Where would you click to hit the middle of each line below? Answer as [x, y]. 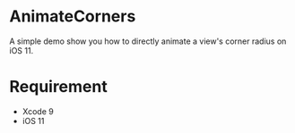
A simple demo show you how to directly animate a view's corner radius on [148, 41]
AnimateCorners [73, 17]
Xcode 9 [38, 111]
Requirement [58, 87]
